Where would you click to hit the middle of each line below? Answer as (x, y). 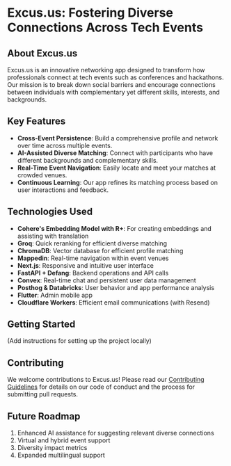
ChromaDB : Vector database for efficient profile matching (100, 250)
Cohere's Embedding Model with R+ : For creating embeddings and (114, 228)
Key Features (37, 121)
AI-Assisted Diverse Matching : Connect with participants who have (115, 153)
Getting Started (41, 324)
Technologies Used (50, 212)
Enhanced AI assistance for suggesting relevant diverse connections (115, 433)
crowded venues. (42, 175)
